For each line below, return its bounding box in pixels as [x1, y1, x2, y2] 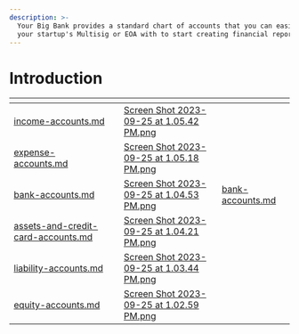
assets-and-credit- [13, 220, 99, 232]
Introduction [9, 68, 103, 88]
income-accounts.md [13, 115, 105, 127]
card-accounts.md [13, 231, 93, 243]
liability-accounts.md [13, 262, 104, 274]
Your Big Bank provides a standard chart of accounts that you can [17, 21, 273, 30]
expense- [13, 146, 56, 159]
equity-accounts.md [13, 299, 101, 312]
